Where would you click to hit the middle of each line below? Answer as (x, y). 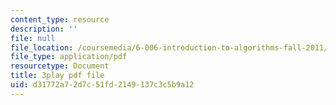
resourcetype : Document (60, 66)
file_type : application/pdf (69, 57)
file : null (33, 38)
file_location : (42, 47)
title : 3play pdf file (57, 76)
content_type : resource (60, 19)
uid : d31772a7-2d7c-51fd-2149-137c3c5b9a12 (102, 85)
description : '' (44, 29)
